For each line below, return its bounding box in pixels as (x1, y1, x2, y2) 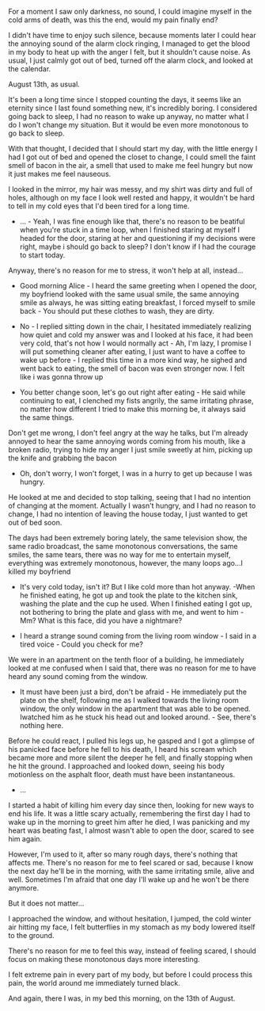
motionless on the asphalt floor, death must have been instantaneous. (8, 770, 236, 779)
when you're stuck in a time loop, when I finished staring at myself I (19, 225, 240, 235)
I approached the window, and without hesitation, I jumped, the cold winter (8, 914, 252, 923)
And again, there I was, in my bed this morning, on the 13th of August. (8, 994, 236, 1003)
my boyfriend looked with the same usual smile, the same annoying (19, 289, 240, 299)
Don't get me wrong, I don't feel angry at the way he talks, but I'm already (8, 428, 248, 437)
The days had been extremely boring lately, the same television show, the (8, 533, 248, 542)
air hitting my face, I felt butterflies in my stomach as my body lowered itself (8, 922, 256, 932)
